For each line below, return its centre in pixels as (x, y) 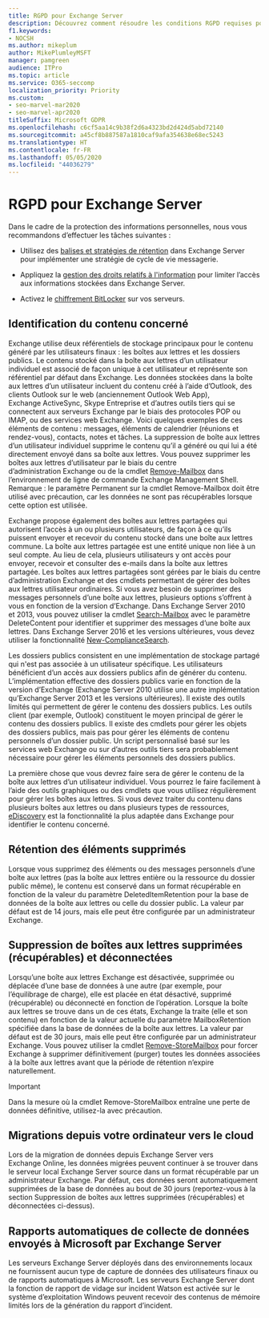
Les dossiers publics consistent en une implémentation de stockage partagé (134, 655)
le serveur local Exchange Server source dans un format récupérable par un (134, 1172)
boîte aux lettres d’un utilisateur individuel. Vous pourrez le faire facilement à (134, 782)
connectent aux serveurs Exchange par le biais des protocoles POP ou (124, 411)
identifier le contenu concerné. (59, 824)
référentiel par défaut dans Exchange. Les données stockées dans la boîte (131, 377)
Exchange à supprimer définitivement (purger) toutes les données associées (134, 1053)
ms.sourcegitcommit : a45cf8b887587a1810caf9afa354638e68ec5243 (116, 135)
